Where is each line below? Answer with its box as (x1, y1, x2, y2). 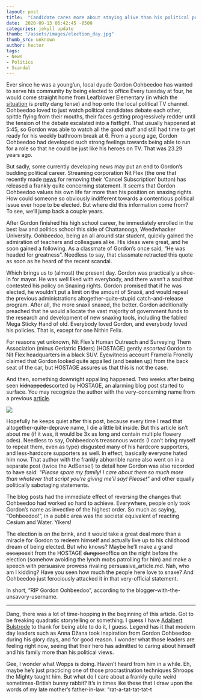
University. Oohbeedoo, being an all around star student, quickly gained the (6, 232, 194, 239)
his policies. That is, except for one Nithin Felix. (6, 327, 123, 334)
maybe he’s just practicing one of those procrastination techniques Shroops (6, 667, 194, 674)
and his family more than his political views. (6, 649, 114, 656)
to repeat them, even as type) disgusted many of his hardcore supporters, (6, 443, 189, 451)
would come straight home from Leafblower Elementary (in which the (6, 94, 178, 101)
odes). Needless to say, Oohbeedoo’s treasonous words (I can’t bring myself (6, 437, 196, 444)
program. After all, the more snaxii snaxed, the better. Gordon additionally (6, 301, 188, 308)
